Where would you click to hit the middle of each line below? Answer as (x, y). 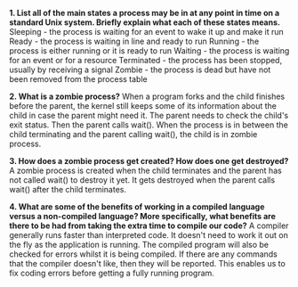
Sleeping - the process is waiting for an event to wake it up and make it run (146, 32)
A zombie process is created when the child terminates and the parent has (145, 170)
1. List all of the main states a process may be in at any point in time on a (145, 13)
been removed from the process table (79, 79)
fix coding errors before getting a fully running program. (112, 273)
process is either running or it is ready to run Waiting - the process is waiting (149, 51)
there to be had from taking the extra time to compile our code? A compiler (149, 225)
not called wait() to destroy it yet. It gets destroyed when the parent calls (142, 180)
